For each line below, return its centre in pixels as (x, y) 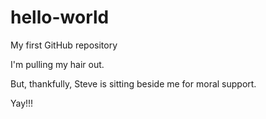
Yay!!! (22, 103)
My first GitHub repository (64, 45)
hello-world (60, 17)
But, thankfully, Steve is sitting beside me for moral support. (133, 83)
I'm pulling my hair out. (57, 64)
